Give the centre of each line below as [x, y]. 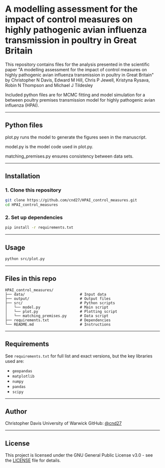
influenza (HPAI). [22, 105]
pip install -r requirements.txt [39, 228]
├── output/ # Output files [58, 299]
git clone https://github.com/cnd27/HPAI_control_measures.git [71, 200]
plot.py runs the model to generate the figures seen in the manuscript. [76, 137]
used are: [15, 361]
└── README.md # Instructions [58, 324]
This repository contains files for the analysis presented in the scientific [77, 64]
